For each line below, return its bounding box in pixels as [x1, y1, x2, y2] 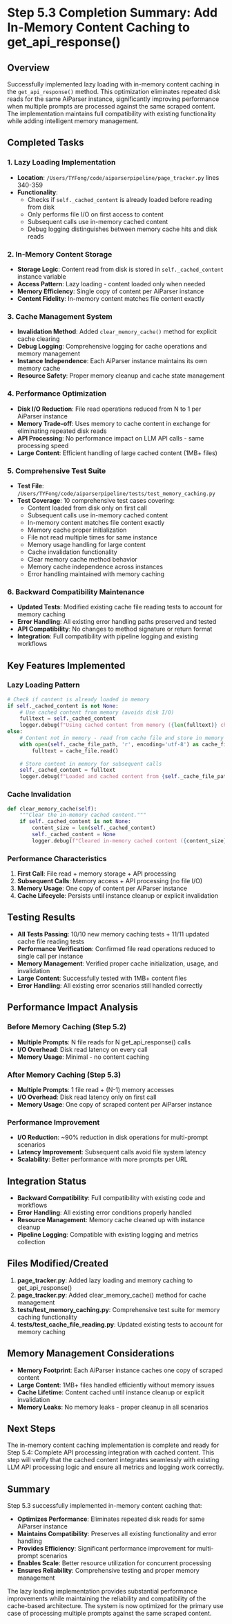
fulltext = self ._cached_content [19, 715, 116, 722]
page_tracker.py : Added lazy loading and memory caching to [17, 1276, 193, 1284]
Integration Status [7, 1175, 87, 1187]
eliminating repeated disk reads [17, 427, 107, 435]
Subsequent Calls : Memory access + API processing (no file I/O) [17, 877, 203, 885]
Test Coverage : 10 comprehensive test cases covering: [17, 496, 175, 504]
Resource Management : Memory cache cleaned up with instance [17, 1215, 205, 1224]
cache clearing [17, 335, 60, 343]
